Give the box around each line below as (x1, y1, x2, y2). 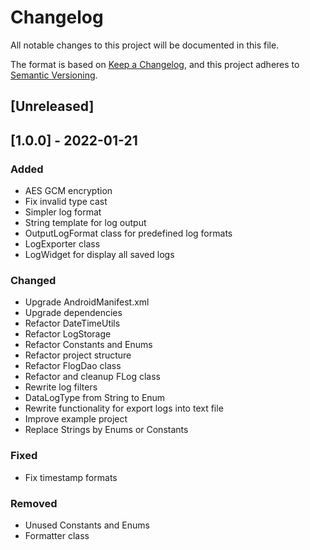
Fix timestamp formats (24, 471, 118, 483)
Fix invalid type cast (24, 196, 108, 208)
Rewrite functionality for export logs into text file (24, 402, 224, 415)
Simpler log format (24, 206, 102, 218)
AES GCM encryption (24, 185, 113, 197)
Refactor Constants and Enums (24, 339, 153, 351)
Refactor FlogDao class (24, 360, 122, 372)
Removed (10, 496, 58, 510)
